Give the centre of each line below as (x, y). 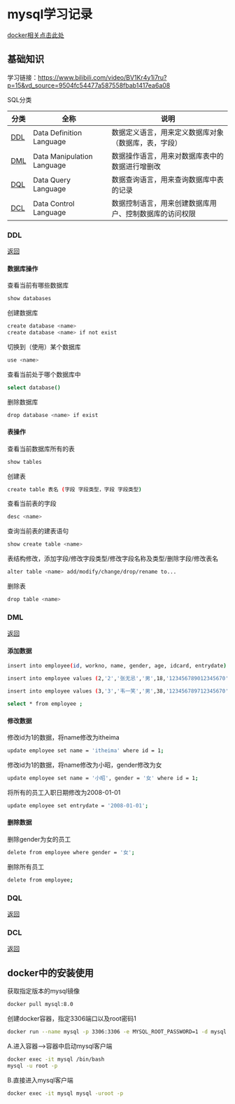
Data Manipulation (63, 156)
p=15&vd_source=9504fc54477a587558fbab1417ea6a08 (89, 85)
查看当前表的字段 (32, 504)
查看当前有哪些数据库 (38, 285)
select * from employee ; (45, 704)
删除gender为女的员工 (39, 839)
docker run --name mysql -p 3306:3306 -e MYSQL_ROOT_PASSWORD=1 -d (108, 1032)
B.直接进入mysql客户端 (40, 1080)
